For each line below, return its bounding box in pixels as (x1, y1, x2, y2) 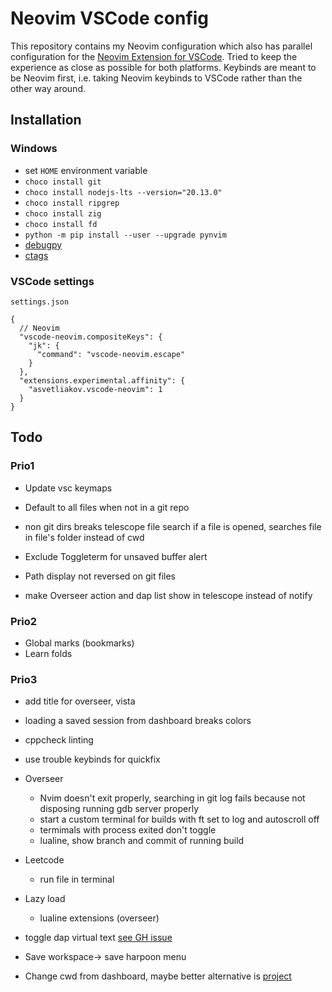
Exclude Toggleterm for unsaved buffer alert (24, 550, 208, 562)
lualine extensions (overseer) (39, 912, 160, 924)
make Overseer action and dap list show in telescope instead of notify (24, 589, 313, 601)
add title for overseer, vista (24, 695, 136, 707)
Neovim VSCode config (10, 7, 210, 30)
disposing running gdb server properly (39, 803, 199, 815)
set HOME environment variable (24, 164, 148, 176)
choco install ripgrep (24, 198, 120, 208)
